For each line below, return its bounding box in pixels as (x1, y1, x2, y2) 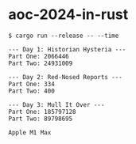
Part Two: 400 (8, 87, 56, 95)
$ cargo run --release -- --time (8, 32, 119, 40)
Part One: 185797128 (8, 108, 77, 116)
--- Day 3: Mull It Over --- (8, 100, 105, 108)
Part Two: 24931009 (8, 59, 73, 67)
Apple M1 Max (8, 128, 52, 136)
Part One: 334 (8, 80, 56, 88)
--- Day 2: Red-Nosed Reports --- (8, 73, 123, 81)
